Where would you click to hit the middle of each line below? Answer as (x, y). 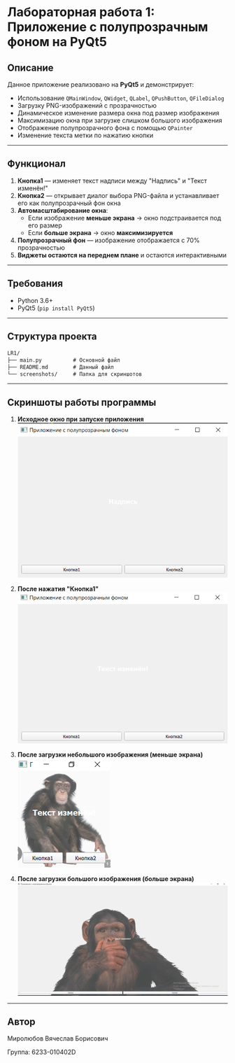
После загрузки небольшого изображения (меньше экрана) (110, 755)
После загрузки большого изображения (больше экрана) (106, 879)
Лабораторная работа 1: (81, 12)
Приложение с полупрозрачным (108, 27)
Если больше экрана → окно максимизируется (100, 232)
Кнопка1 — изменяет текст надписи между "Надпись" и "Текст (112, 181)
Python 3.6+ (35, 300)
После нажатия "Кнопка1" (58, 589)
